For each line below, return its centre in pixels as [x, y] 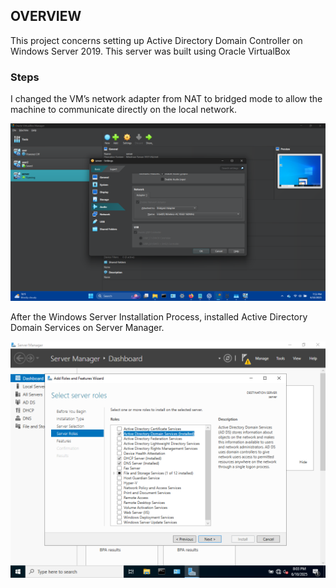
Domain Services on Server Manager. [87, 327]
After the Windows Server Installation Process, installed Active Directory [159, 316]
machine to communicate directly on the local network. [124, 110]
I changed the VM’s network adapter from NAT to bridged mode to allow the [166, 99]
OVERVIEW [46, 16]
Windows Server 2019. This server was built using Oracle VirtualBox [150, 51]
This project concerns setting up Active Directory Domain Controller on [156, 40]
